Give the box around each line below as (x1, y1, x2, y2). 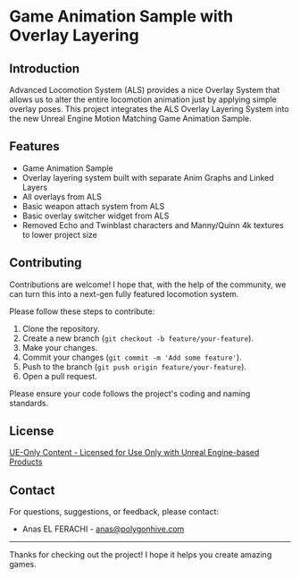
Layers (21, 182, 47, 192)
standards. (9, 397, 49, 408)
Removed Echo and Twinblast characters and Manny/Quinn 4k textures (21, 219, 284, 230)
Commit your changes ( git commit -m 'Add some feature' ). (21, 352, 243, 362)
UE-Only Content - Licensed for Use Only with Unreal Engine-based (9, 447, 260, 458)
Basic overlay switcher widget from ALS (21, 210, 170, 221)
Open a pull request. (21, 370, 98, 381)
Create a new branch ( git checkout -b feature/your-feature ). (21, 333, 254, 344)
